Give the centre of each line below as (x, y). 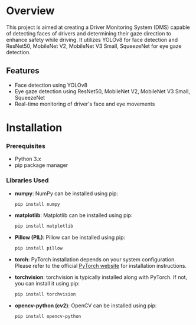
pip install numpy (37, 204)
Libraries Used (27, 180)
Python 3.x (28, 159)
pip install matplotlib (44, 226)
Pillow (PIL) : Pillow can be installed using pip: (70, 238)
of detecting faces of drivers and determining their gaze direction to (89, 33)
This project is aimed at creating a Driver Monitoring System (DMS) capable (98, 27)
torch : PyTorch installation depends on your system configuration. (95, 260)
